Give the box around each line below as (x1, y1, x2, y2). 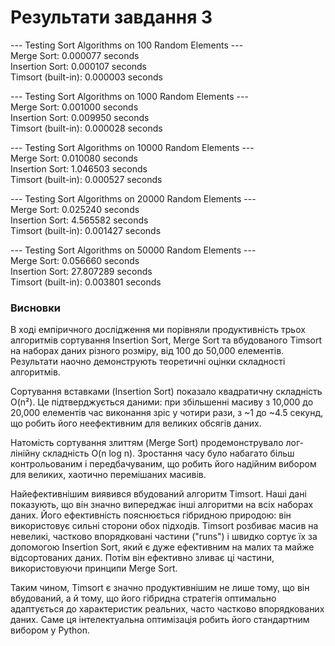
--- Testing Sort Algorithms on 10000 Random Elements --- (10, 141, 255, 153)
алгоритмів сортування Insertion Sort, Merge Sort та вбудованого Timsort (10, 334, 322, 346)
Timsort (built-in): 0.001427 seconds (10, 224, 162, 236)
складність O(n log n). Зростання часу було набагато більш (42, 447, 295, 460)
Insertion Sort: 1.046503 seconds (10, 162, 148, 175)
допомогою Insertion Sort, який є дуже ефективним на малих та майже (10, 541, 315, 553)
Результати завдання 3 (10, 6, 213, 29)
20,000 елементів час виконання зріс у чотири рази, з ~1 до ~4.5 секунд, (10, 407, 324, 419)
